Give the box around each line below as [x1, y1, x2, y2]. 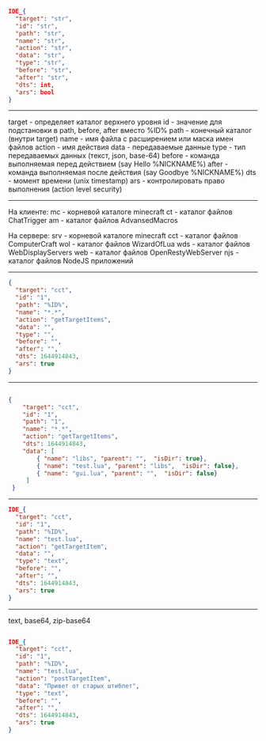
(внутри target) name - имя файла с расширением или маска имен [8, 134, 234, 144]
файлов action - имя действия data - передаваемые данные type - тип [8, 142, 246, 152]
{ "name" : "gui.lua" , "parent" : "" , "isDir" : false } [36, 469, 218, 478]
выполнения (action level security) [8, 184, 123, 194]
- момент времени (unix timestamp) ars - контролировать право [8, 176, 226, 186]
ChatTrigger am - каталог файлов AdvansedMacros [8, 216, 178, 225]
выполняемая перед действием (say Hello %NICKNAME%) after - [8, 159, 228, 169]
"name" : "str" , [15, 36, 66, 45]
